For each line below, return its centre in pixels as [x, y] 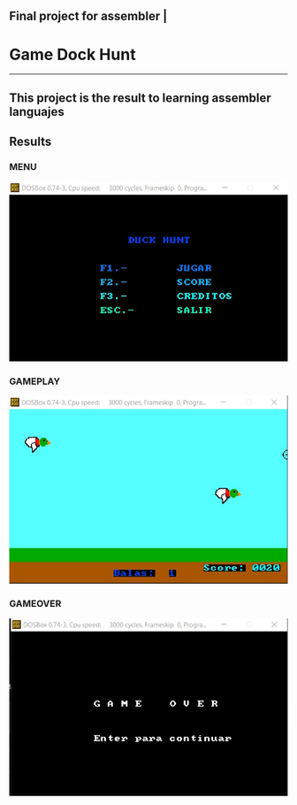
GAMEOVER [35, 604]
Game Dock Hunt [72, 54]
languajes [37, 111]
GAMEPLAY [34, 381]
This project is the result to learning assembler [140, 98]
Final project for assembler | [88, 16]
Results [30, 142]
